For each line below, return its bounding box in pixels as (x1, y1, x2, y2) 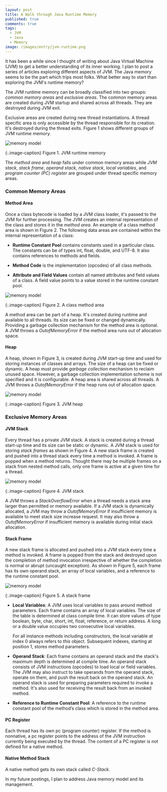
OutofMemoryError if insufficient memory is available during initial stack (5, 519, 153, 525)
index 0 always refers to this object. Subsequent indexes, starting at (12, 638, 152, 644)
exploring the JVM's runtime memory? (5, 79, 84, 85)
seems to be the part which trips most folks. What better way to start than (5, 74, 157, 80)
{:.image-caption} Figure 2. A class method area (5, 302, 104, 308)
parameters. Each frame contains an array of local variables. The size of (12, 607, 161, 613)
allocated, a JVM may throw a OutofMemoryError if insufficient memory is (5, 508, 157, 514)
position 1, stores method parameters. (12, 644, 91, 650)
